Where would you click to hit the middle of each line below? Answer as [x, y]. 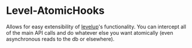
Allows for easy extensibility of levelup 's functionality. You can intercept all [96, 27]
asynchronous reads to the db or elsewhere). [60, 39]
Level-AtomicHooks [55, 11]
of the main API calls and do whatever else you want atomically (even [90, 32]
